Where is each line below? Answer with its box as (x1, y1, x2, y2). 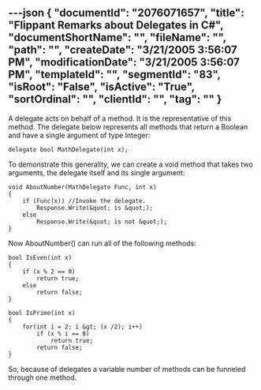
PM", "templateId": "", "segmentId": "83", (8, 68, 221, 81)
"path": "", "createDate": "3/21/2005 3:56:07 (8, 43, 238, 57)
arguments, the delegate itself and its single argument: (8, 167, 185, 177)
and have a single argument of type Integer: (8, 130, 151, 140)
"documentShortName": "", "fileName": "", (8, 31, 226, 44)
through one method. (8, 373, 77, 382)
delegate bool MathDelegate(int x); (8, 145, 129, 153)
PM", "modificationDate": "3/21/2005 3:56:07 (8, 55, 240, 69)
